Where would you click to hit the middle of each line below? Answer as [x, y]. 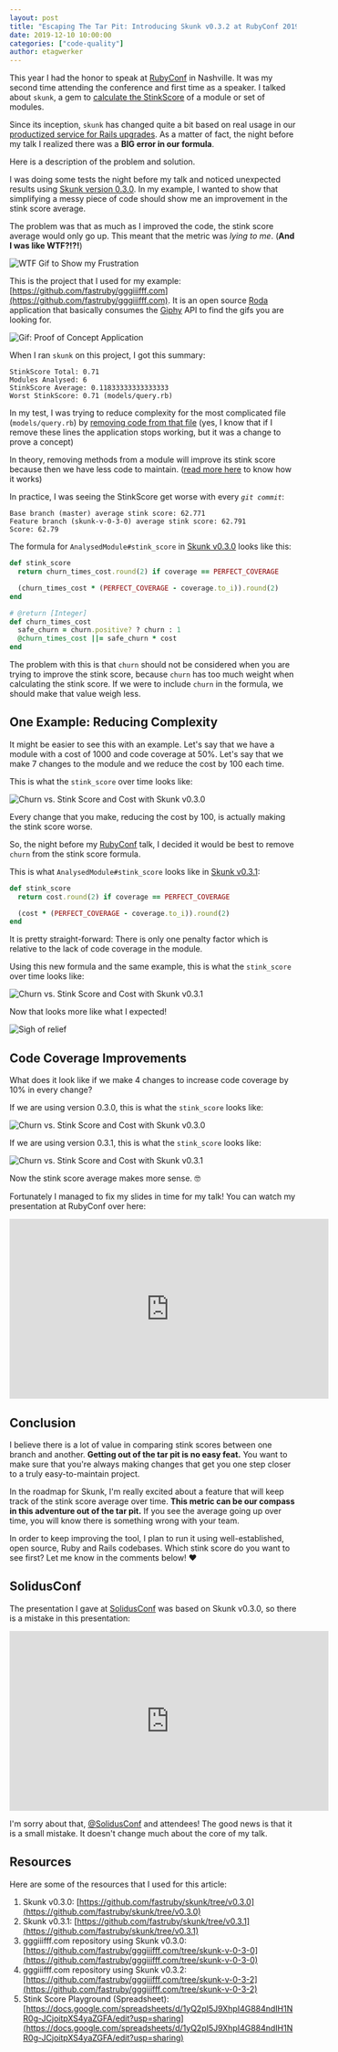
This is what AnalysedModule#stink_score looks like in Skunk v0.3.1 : [135, 871]
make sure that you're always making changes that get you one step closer [150, 1464]
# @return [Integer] [49, 613]
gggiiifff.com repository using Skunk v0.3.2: [104, 1970]
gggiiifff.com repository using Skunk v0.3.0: [104, 1941]
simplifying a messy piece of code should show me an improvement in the [149, 199]
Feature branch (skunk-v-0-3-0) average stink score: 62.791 [128, 521]
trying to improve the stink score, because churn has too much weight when [152, 674]
